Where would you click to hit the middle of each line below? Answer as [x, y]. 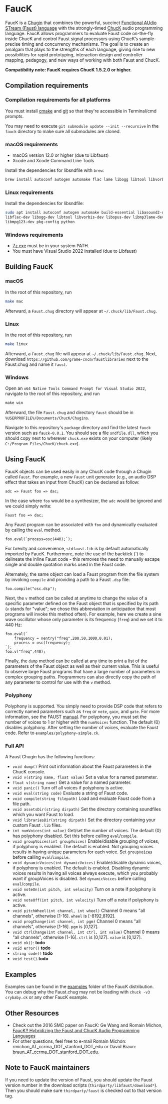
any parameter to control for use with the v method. [58, 682]
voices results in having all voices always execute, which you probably [85, 873]
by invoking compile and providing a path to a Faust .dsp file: [67, 579]
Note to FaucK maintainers [47, 1068]
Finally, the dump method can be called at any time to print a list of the [76, 661]
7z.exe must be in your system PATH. [51, 246]
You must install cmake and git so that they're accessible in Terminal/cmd [81, 111]
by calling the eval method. [33, 530]
